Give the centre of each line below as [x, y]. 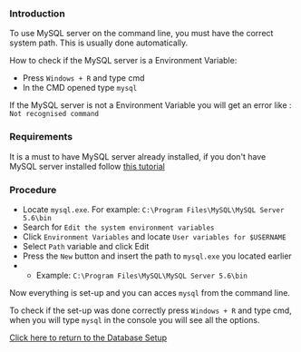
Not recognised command [54, 114]
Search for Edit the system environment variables [118, 227]
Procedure [33, 190]
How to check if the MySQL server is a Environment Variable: [123, 61]
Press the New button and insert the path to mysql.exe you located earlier [157, 256]
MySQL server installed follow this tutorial [87, 166]
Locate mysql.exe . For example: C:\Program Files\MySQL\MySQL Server [153, 209]
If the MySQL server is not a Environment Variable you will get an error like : [150, 105]
